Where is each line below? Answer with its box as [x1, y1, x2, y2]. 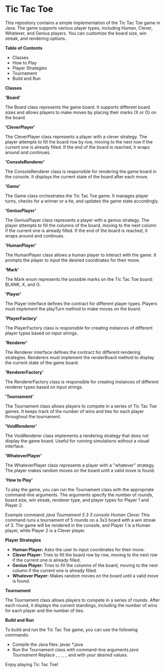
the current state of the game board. [5, 360, 79, 366]
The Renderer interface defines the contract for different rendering [5, 349, 141, 355]
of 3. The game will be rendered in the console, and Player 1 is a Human [5, 522, 151, 528]
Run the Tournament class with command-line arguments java [12, 646, 139, 652]
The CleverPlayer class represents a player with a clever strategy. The [5, 134, 147, 139]
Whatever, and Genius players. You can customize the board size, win [5, 30, 147, 36]
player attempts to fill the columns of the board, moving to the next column [5, 222, 157, 228]
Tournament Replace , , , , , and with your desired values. [12, 652, 128, 658]
